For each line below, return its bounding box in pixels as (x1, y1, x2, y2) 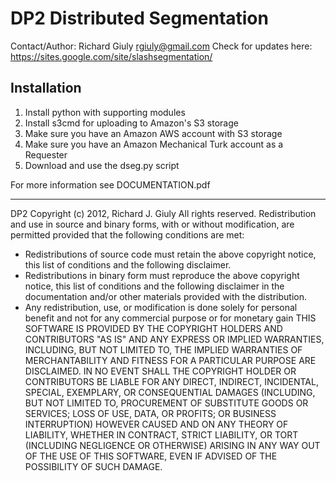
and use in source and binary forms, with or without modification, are (10, 218, 295, 230)
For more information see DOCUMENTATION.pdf (10, 178, 211, 191)
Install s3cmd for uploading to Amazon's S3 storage (24, 117, 239, 129)
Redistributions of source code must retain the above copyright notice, (24, 248, 317, 260)
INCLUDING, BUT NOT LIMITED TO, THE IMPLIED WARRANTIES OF (24, 343, 303, 356)
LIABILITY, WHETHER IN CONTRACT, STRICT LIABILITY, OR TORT (24, 428, 299, 441)
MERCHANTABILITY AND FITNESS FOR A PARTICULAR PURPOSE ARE (24, 354, 317, 366)
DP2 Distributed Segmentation (10, 7, 269, 30)
